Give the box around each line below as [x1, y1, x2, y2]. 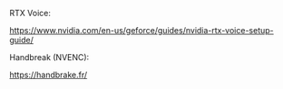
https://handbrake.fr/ [9, 69, 88, 80]
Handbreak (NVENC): [9, 52, 90, 62]
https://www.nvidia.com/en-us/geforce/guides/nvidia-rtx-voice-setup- [9, 25, 274, 35]
